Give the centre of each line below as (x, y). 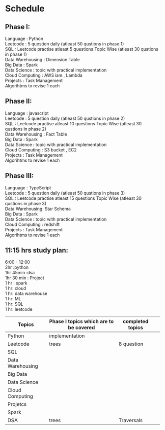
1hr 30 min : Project (25, 278)
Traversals (131, 421)
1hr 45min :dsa (20, 273)
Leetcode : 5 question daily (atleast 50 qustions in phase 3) (65, 193)
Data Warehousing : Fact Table (36, 134)
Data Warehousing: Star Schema (38, 209)
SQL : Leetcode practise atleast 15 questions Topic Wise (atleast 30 (73, 198)
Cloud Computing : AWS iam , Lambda (44, 75)
